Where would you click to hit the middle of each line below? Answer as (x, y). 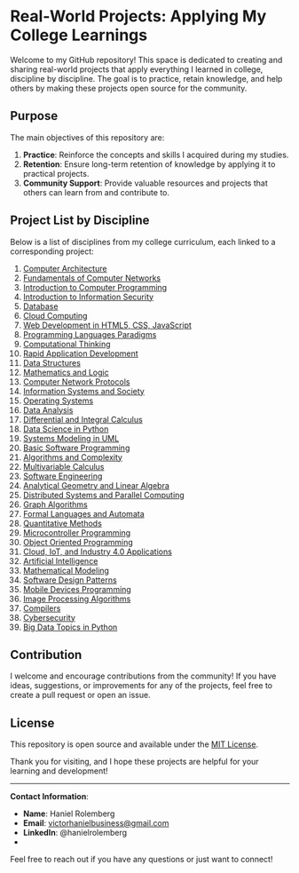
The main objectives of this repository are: (87, 137)
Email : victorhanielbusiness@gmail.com (96, 823)
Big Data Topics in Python (70, 627)
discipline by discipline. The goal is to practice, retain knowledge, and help (146, 78)
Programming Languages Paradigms (90, 334)
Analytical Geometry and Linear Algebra (96, 485)
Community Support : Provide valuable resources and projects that (146, 183)
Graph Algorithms (55, 504)
